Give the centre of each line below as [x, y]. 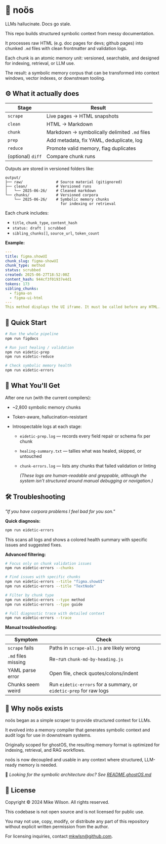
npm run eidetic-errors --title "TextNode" [51, 586]
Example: [15, 242]
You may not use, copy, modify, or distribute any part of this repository [77, 821]
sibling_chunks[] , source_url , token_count [56, 233]
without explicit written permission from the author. [57, 826]
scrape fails [21, 648]
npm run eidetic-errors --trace [38, 618]
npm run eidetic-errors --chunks [40, 568]
